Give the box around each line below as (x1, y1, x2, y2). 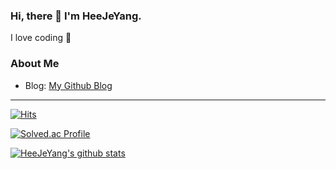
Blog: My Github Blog (24, 79, 113, 91)
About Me (10, 57, 60, 71)
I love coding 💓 (10, 32, 72, 44)
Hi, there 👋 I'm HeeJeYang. (10, 9, 142, 23)
